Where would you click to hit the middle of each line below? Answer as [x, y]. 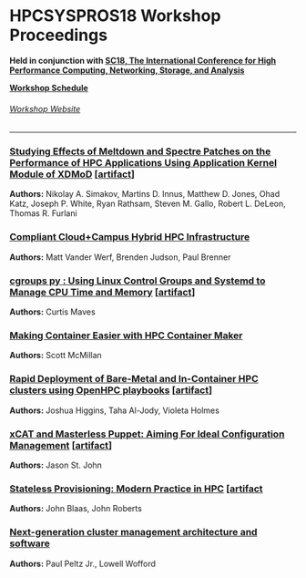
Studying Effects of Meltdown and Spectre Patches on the [140, 151]
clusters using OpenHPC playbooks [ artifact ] [111, 390]
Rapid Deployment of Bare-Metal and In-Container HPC [134, 379]
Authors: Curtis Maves [52, 312]
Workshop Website [45, 108]
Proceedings [58, 35]
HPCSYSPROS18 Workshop [115, 16]
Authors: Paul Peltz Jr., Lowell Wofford [83, 563]
